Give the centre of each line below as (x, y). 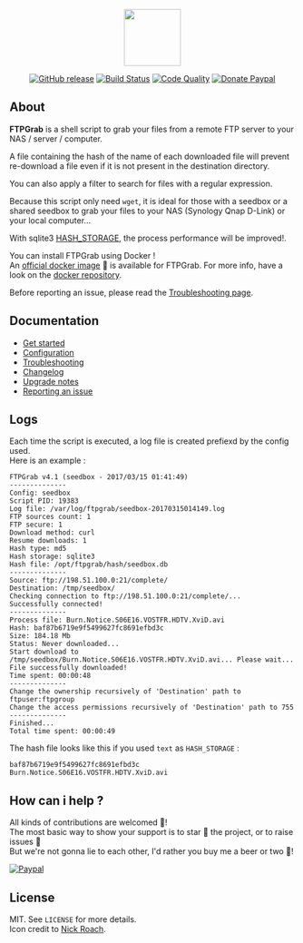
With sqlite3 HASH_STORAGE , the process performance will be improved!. (148, 238)
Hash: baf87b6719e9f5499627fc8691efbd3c (87, 628)
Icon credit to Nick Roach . (58, 929)
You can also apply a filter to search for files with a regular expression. (141, 183)
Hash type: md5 (38, 549)
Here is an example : (48, 461)
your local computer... (50, 220)
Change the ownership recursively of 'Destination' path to (126, 692)
